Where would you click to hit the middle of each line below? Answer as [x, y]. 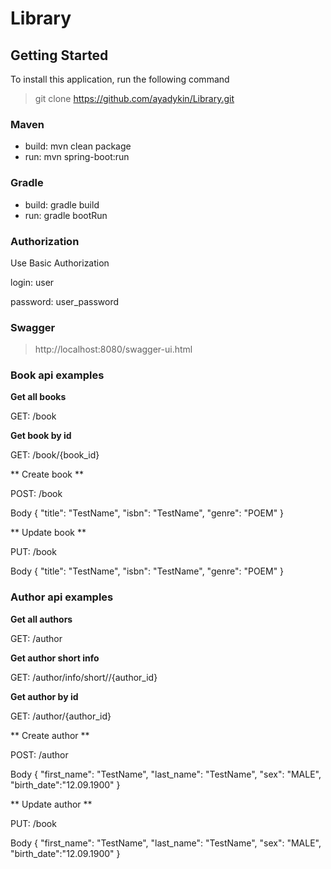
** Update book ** [48, 533]
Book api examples [57, 375]
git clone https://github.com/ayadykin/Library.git [134, 98]
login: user [32, 282]
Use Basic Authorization [60, 263]
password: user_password [65, 301]
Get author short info [55, 658]
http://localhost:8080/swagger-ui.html [113, 349]
